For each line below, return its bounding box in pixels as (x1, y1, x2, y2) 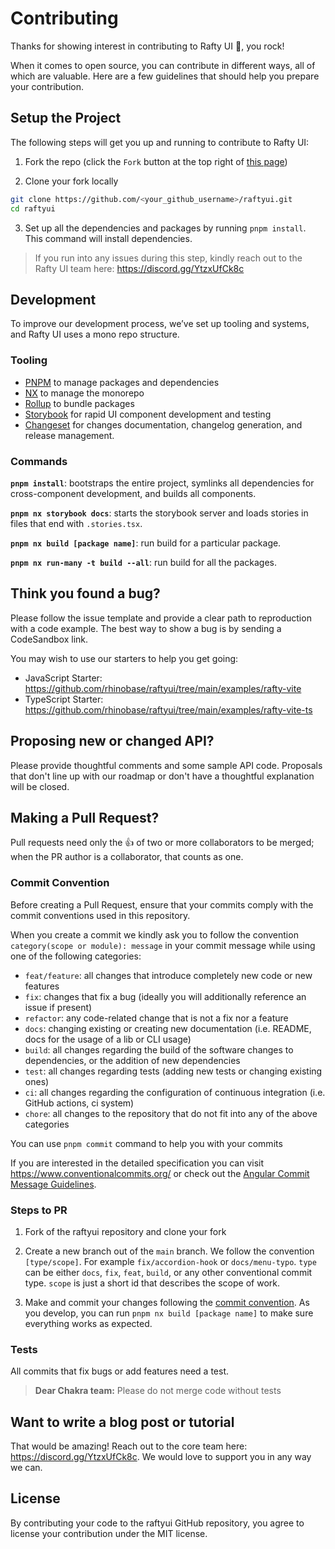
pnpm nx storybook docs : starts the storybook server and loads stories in (10, 507, 309, 519)
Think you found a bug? (10, 585, 161, 602)
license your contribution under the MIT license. (10, 1527, 208, 1539)
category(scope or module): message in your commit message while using (10, 939, 316, 951)
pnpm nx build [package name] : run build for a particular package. (10, 537, 282, 549)
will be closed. (10, 780, 70, 792)
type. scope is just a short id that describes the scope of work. (24, 1277, 280, 1289)
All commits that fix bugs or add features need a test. (10, 1365, 229, 1377)
